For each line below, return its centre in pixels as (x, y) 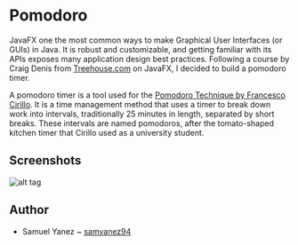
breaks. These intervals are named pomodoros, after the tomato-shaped (141, 123)
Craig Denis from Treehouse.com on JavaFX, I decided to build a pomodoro (148, 68)
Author (29, 210)
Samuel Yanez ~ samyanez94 (77, 231)
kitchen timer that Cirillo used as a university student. (107, 132)
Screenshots (45, 161)
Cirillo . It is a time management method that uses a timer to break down (140, 104)
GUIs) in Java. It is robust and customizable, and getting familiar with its (141, 49)
